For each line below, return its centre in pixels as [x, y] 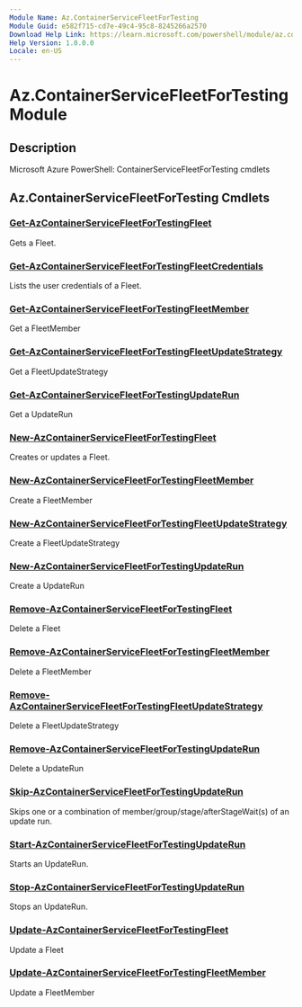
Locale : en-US [36, 51]
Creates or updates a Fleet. [60, 457]
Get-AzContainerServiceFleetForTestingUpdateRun [124, 395]
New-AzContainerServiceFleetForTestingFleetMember [132, 480]
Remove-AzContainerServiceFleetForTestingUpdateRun [135, 749]
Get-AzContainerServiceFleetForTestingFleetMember [129, 309]
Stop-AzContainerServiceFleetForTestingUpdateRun [127, 887]
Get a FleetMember [45, 328]
